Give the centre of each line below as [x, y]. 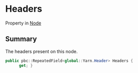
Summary [21, 39]
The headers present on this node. [42, 51]
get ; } [26, 65]
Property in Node [23, 23]
